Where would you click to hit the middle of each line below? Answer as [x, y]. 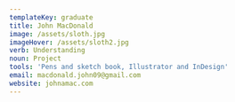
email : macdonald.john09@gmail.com [75, 75]
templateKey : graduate [51, 17]
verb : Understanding [48, 51]
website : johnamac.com [51, 83]
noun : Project [36, 59]
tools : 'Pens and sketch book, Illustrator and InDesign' [119, 67]
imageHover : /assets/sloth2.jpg [69, 42]
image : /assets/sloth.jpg [57, 34]
